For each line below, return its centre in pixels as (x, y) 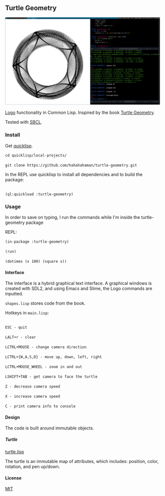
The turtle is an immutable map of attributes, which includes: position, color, (82, 461)
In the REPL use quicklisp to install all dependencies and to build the (74, 174)
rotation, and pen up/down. (33, 467)
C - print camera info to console (41, 406)
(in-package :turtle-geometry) (37, 242)
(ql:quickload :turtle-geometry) (39, 194)
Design (13, 417)
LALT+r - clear (21, 337)
